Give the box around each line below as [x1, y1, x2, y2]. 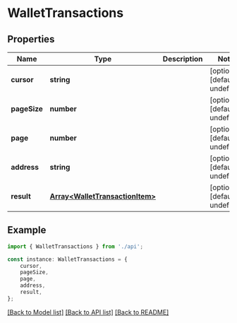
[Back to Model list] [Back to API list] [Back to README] [7, 307, 169, 316]
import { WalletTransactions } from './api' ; [7, 242, 143, 250]
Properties [7, 33, 55, 45]
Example [7, 224, 47, 236]
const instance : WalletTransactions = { [7, 256, 128, 263]
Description [162, 54, 203, 64]
